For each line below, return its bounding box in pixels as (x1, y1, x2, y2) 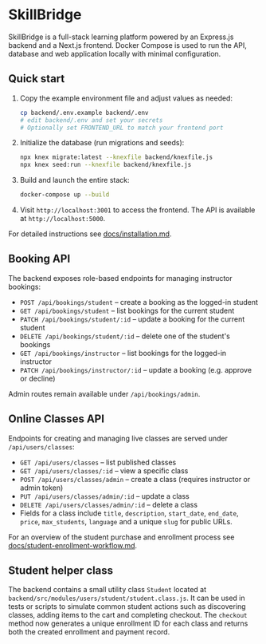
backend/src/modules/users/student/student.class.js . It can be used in (8, 593, 245, 603)
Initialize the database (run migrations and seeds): (19, 138, 185, 148)
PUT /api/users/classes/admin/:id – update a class (19, 491, 190, 500)
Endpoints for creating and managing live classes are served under (8, 433, 229, 443)
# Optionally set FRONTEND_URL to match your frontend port (19, 124, 224, 132)
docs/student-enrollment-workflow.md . (8, 540, 138, 550)
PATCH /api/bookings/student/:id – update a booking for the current (19, 314, 245, 324)
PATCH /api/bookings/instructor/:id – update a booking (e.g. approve (19, 365, 252, 374)
